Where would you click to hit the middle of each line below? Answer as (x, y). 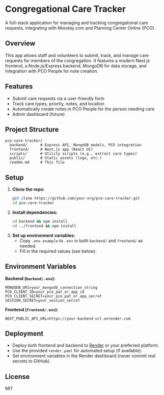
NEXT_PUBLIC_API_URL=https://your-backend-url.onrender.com (68, 319)
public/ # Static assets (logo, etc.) (56, 158)
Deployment (24, 333)
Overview (20, 44)
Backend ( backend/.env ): (30, 278)
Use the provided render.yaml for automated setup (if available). (77, 351)
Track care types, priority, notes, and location (58, 103)
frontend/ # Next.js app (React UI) (51, 149)
